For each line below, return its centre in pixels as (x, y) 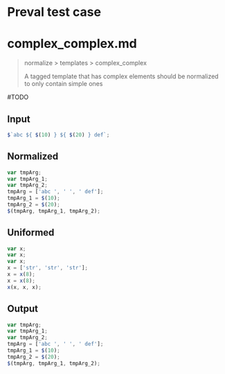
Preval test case (54, 12)
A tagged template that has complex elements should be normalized (121, 76)
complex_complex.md (72, 44)
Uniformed (31, 233)
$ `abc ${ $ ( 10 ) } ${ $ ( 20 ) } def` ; (58, 135)
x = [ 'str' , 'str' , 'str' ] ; (48, 268)
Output (22, 309)
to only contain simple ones (63, 84)
